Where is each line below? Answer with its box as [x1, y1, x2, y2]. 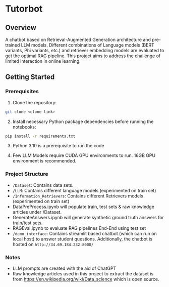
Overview [5, 23, 37, 32]
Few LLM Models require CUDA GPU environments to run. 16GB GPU [12, 152, 155, 158]
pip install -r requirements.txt [5, 134, 76, 139]
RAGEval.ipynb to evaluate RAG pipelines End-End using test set [12, 225, 146, 231]
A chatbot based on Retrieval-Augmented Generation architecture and [5, 36, 151, 43]
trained [5, 42, 20, 48]
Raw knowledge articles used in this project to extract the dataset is [12, 271, 154, 277]
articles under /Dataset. [12, 209, 62, 215]
